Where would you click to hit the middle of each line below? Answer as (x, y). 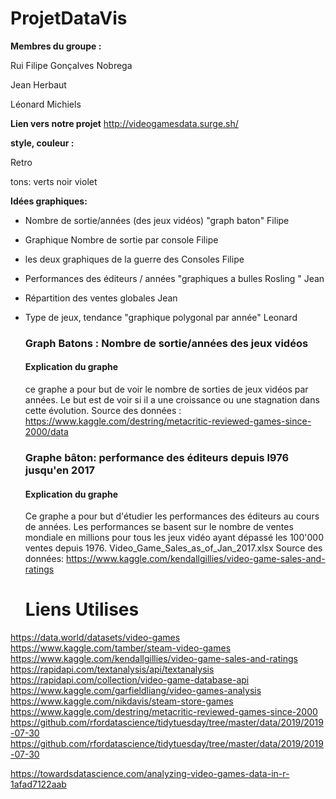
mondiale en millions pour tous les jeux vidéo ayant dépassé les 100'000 (174, 538)
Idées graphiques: (49, 201)
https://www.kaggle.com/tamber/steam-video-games (121, 648)
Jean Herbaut (38, 84)
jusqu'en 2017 (59, 470)
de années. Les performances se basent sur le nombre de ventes (159, 527)
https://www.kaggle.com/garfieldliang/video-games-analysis (136, 691)
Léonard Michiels (46, 104)
